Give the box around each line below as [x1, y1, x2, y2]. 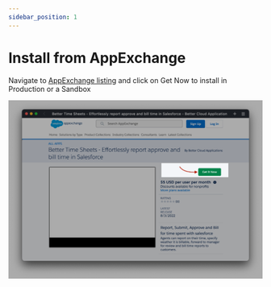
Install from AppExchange [8, 48, 186, 67]
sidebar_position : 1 [8, 13, 78, 21]
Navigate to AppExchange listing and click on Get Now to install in [8, 75, 227, 85]
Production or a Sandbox [8, 84, 91, 94]
